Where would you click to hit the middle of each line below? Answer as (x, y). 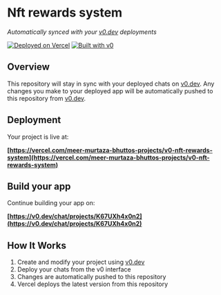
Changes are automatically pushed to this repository (92, 277)
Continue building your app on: (51, 203)
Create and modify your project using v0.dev (81, 262)
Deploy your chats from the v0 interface (74, 269)
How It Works (37, 246)
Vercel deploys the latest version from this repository (93, 284)
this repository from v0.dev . (47, 98)
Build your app (39, 186)
